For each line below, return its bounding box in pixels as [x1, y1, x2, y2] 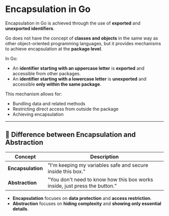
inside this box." [47, 168, 86, 175]
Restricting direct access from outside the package [12, 106, 119, 112]
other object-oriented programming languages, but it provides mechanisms [5, 40, 161, 46]
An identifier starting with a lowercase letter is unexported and [12, 76, 147, 82]
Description [90, 153, 119, 160]
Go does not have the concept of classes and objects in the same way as [5, 35, 158, 41]
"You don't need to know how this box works [47, 176, 153, 183]
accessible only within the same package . [12, 81, 102, 87]
